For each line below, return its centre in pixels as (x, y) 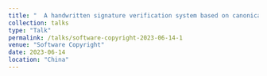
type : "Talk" (30, 30)
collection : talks (39, 23)
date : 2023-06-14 (37, 52)
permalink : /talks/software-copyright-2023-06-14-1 (95, 38)
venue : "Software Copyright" (56, 45)
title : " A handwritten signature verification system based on (118, 15)
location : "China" (39, 60)
